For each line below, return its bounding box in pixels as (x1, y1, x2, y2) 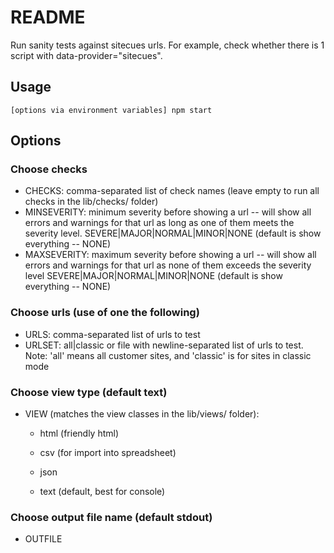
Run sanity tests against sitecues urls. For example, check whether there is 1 (10, 39, 325, 51)
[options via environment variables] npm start (10, 105, 213, 115)
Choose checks (10, 162, 88, 176)
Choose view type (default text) (10, 385, 168, 399)
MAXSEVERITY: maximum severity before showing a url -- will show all (24, 249, 317, 261)
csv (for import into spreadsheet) (39, 447, 177, 459)
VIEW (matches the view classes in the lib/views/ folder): (24, 408, 260, 420)
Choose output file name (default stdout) (10, 510, 213, 524)
